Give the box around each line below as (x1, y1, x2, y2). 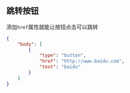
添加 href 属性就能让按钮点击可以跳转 (6, 23, 98, 31)
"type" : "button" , (39, 53, 86, 59)
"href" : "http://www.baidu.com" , (39, 58, 124, 64)
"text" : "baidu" (39, 64, 81, 70)
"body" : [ (17, 41, 43, 47)
